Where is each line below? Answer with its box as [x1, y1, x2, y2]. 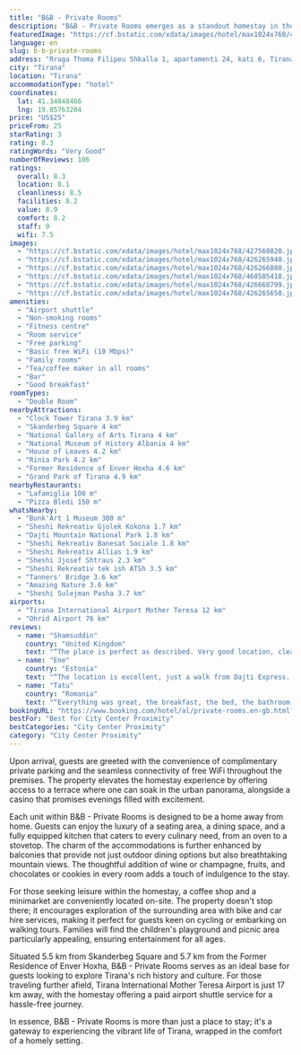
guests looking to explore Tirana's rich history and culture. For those [9, 970, 262, 980]
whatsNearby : [9, 506, 58, 514]
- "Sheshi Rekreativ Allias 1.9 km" [17, 547, 154, 557]
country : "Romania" [25, 689, 99, 699]
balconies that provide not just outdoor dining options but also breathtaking [9, 849, 288, 860]
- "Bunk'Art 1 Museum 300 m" [17, 514, 126, 523]
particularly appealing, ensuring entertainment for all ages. [9, 933, 226, 944]
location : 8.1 [17, 180, 70, 189]
